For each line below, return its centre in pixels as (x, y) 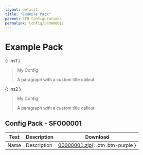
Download (97, 137)
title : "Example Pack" (28, 14)
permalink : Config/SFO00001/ (35, 23)
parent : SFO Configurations (34, 19)
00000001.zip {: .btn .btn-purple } (97, 145)
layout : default (21, 10)
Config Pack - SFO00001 (43, 123)
